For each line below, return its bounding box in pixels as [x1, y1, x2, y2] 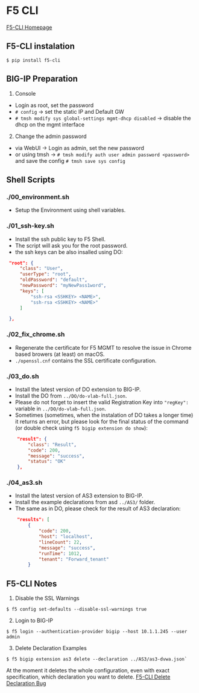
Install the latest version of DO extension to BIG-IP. [14, 386, 141, 393]
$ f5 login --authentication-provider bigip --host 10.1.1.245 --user [6, 629, 188, 635]
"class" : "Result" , [28, 441, 77, 448]
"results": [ [17, 517, 50, 523]
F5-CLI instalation [6, 41, 75, 51]
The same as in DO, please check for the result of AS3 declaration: [14, 505, 181, 512]
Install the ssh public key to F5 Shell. [14, 235, 106, 243]
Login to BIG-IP [14, 617, 53, 624]
